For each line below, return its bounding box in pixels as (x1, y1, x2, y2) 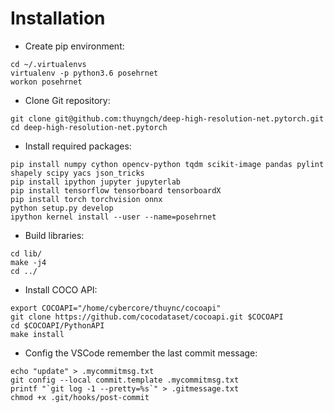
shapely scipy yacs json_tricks (10, 168, 145, 178)
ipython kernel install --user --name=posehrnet (10, 212, 217, 222)
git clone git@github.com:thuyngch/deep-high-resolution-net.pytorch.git (10, 113, 325, 124)
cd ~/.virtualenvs (10, 59, 87, 69)
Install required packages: (24, 140, 132, 152)
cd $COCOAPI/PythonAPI (10, 320, 105, 331)
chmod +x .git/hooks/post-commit (10, 392, 150, 402)
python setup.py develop (10, 203, 114, 213)
